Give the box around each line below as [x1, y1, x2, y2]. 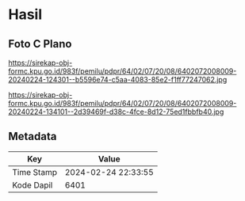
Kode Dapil [12, 180, 53, 191]
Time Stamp [12, 166, 58, 177]
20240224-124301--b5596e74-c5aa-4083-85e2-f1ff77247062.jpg [8, 75, 228, 84]
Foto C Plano [8, 37, 72, 51]
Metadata [8, 130, 57, 143]
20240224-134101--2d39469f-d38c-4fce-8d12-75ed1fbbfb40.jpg [8, 107, 224, 116]
